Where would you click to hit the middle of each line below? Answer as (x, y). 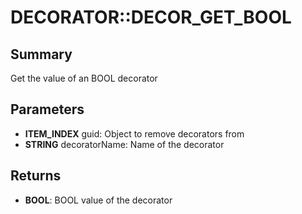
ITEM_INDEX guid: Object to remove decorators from (134, 133)
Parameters (47, 109)
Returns (36, 176)
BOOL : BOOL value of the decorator (98, 200)
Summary (41, 54)
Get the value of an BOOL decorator (84, 78)
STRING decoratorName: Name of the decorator (124, 144)
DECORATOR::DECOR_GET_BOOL (151, 17)
